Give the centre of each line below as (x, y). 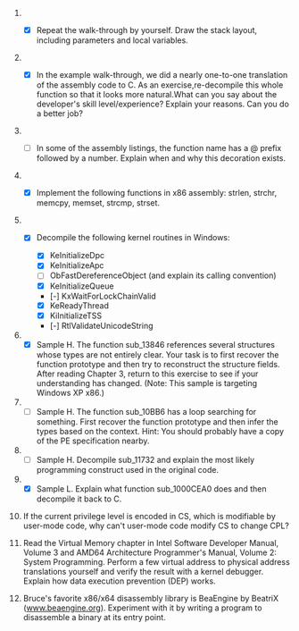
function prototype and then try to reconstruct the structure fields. (158, 364)
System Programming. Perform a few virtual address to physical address (157, 561)
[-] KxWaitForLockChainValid (103, 296)
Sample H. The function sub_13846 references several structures (156, 344)
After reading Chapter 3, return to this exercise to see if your (147, 374)
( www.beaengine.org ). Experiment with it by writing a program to (142, 608)
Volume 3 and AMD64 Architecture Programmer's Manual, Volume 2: (150, 552)
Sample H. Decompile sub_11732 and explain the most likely (145, 459)
